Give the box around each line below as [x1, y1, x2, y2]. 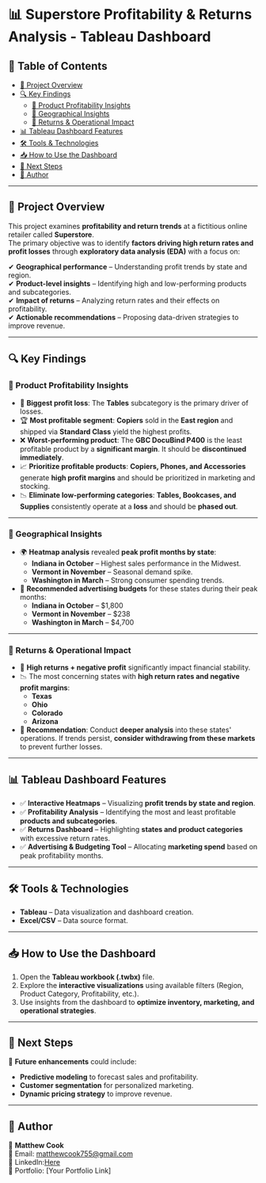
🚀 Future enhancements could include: [8, 1057, 137, 1067]
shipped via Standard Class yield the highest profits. [19, 426, 192, 436]
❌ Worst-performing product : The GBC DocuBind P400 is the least [19, 435, 243, 445]
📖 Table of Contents [8, 59, 108, 73]
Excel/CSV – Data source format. [19, 915, 128, 925]
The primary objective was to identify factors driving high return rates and [8, 238, 254, 247]
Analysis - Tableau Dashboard [8, 28, 211, 46]
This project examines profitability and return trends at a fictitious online [8, 221, 248, 231]
